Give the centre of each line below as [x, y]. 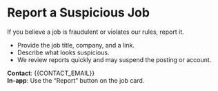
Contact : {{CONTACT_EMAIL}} [51, 73]
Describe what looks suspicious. [63, 52]
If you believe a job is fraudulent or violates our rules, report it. [96, 32]
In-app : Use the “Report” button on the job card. [76, 80]
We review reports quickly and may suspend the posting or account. [114, 59]
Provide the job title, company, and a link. [76, 45]
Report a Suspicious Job [79, 13]
